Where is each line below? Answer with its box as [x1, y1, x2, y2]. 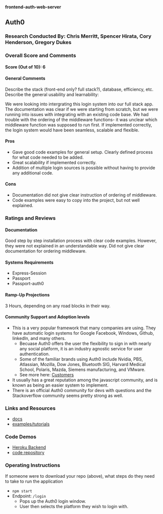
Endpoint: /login [12, 493, 47, 499]
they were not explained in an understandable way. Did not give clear [5, 243, 144, 249]
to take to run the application [5, 478, 63, 484]
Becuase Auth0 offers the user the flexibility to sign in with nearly [19, 341, 152, 346]
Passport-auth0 [12, 281, 44, 287]
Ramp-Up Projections [5, 292, 50, 297]
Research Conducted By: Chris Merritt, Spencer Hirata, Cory [5, 32, 152, 39]
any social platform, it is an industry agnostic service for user [19, 345, 143, 351]
